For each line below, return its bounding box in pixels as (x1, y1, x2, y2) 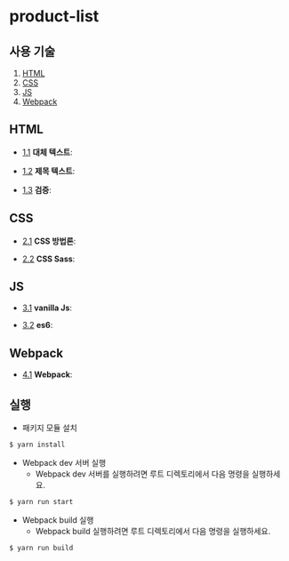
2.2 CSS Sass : (21, 253, 76, 264)
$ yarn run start (9, 497, 74, 506)
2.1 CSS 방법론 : (21, 236, 76, 246)
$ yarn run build (9, 543, 74, 552)
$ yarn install (9, 440, 66, 450)
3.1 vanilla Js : (21, 302, 73, 313)
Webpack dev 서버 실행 (21, 457, 107, 468)
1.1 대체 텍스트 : (21, 147, 73, 157)
